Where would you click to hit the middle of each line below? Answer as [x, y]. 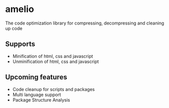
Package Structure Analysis [41, 100]
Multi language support [37, 94]
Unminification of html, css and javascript [56, 61]
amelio [20, 9]
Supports [20, 44]
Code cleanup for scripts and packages [53, 89]
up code [14, 28]
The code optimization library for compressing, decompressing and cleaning [85, 23]
